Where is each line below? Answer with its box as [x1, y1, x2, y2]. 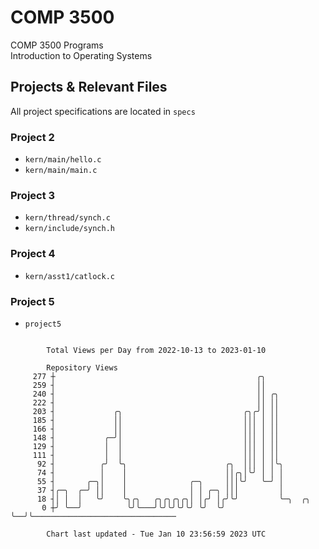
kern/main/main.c [24, 166, 98, 176]
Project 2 [10, 130, 55, 144]
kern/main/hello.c [24, 155, 102, 165]
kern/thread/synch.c [24, 213, 111, 223]
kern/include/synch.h [24, 224, 115, 234]
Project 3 [10, 188, 56, 202]
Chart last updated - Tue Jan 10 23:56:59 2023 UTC [46, 529, 267, 539]
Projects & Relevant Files [10, 79, 168, 96]
